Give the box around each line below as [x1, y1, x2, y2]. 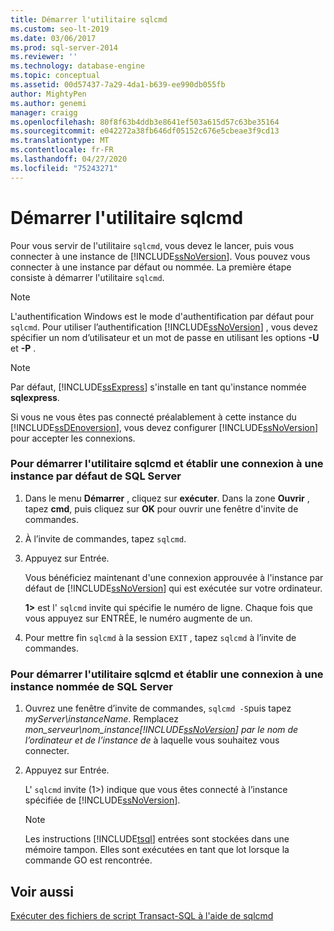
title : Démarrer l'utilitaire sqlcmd [10, 14, 168, 25]
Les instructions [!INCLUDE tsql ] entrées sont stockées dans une [24, 833, 290, 845]
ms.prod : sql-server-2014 [10, 42, 118, 53]
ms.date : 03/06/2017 [10, 33, 97, 43]
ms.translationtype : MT [10, 136, 110, 146]
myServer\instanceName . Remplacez [24, 713, 179, 725]
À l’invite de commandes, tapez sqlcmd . [24, 532, 187, 545]
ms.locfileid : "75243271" [10, 163, 118, 173]
